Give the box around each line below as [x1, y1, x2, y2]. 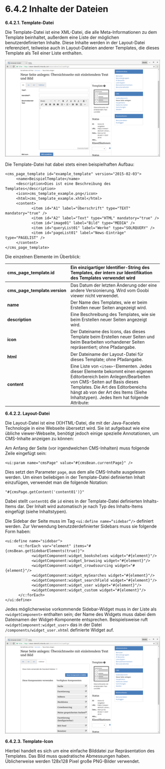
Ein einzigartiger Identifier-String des [70, 265, 150, 270]
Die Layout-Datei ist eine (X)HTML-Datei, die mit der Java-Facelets [5, 420, 140, 426]
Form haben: [5, 529, 31, 534]
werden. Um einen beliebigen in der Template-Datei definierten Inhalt [5, 475, 145, 480]
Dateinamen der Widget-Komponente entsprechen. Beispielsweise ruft [5, 617, 148, 623]
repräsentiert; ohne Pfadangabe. [70, 345, 136, 350]
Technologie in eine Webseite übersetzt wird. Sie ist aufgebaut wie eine [5, 425, 150, 431]
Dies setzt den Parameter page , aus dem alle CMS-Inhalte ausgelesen [5, 469, 146, 475]
